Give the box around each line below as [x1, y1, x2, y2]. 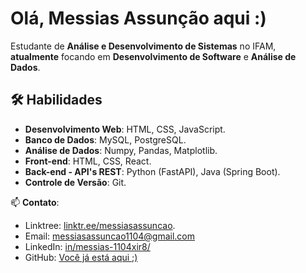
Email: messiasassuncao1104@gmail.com [24, 230, 196, 242]
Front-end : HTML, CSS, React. [24, 155, 152, 167]
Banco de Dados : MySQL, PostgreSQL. [24, 133, 187, 146]
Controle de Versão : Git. [24, 176, 127, 188]
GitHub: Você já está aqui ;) [24, 251, 138, 263]
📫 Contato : [10, 196, 60, 208]
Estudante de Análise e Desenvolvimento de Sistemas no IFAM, [10, 40, 277, 52]
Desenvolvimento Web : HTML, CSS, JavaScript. [24, 123, 226, 135]
